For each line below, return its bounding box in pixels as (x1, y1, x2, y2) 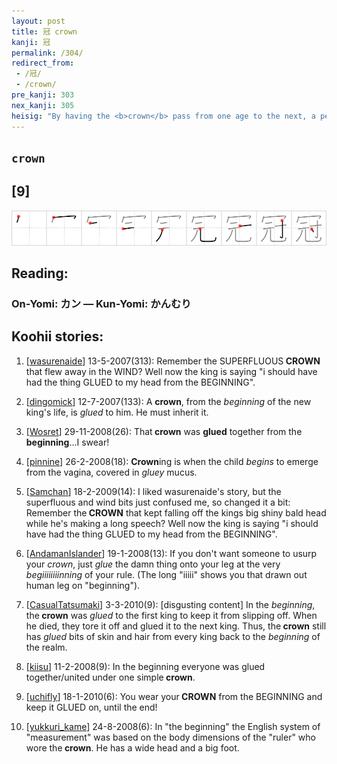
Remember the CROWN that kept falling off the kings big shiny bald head (25, 506, 327, 519)
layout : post (11, 16, 66, 26)
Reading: (11, 265, 69, 282)
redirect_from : (11, 58, 75, 69)
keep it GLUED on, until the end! (25, 701, 158, 713)
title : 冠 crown (11, 26, 78, 37)
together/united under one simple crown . (25, 671, 196, 683)
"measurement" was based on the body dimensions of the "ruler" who (25, 731, 316, 743)
